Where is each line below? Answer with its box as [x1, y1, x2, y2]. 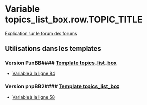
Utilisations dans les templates [5, 44, 102, 53]
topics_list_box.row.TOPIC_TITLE [5, 14, 143, 25]
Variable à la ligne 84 [12, 70, 55, 76]
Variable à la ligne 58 [12, 94, 55, 100]
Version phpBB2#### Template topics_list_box [5, 83, 120, 90]
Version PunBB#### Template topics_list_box [5, 59, 117, 66]
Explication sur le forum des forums [5, 30, 77, 36]
